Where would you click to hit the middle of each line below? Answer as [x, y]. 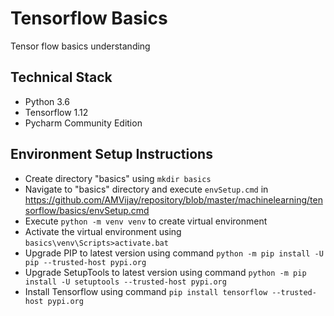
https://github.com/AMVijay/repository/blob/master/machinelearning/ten [173, 199]
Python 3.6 [47, 101]
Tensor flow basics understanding [80, 46]
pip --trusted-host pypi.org [85, 262]
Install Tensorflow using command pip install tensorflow [146, 291]
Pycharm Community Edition [83, 123]
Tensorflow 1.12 [56, 112]
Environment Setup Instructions [111, 154]
